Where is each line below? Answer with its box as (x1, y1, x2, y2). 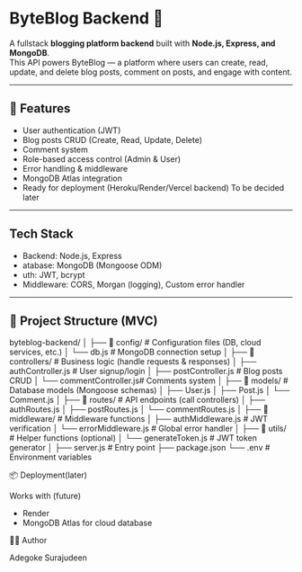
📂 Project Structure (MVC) (9, 313, 158, 328)
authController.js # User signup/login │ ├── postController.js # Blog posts (9, 366, 283, 377)
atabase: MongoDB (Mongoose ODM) (22, 260, 163, 271)
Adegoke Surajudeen (9, 552, 88, 563)
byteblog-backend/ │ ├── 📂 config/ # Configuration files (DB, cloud (9, 337, 262, 348)
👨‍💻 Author (9, 535, 48, 546)
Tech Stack (9, 227, 74, 242)
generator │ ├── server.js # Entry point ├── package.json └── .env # (9, 442, 271, 453)
